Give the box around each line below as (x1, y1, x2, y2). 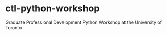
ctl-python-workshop (5, 3, 100, 14)
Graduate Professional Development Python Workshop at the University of (5, 19, 162, 25)
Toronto (5, 24, 22, 30)
